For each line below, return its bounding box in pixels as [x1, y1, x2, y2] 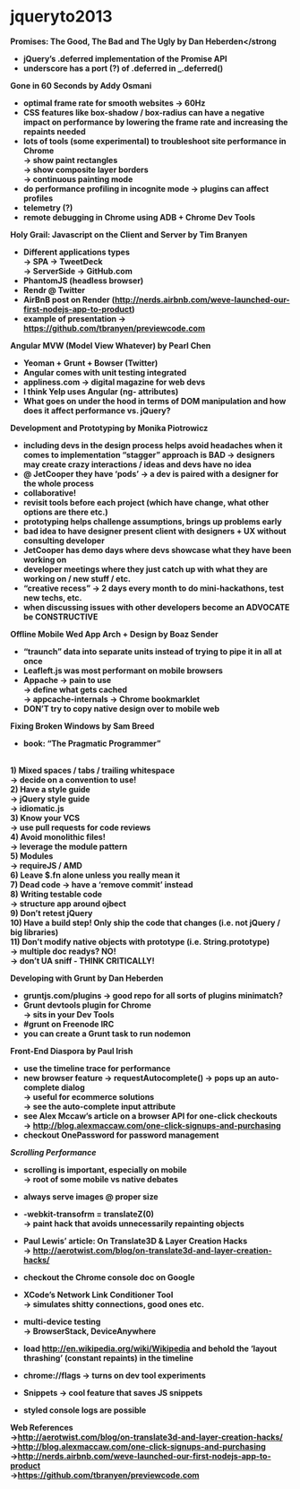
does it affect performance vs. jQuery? [22, 405, 171, 416]
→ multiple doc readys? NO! [10, 946, 116, 957]
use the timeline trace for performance [22, 1062, 171, 1073]
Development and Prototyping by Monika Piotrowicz [10, 422, 209, 433]
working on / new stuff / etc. [22, 573, 131, 584]
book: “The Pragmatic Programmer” [22, 738, 161, 749]
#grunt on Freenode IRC [22, 1018, 115, 1029]
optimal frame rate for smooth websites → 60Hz [22, 97, 206, 108]
